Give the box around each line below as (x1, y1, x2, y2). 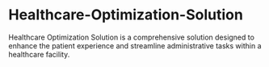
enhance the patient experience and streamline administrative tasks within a (8, 40, 262, 50)
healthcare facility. (8, 49, 70, 59)
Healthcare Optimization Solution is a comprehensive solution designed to (8, 32, 254, 42)
